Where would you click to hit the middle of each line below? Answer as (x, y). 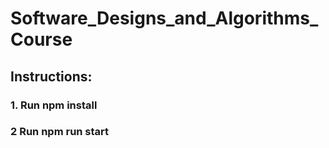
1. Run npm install (54, 105)
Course (41, 39)
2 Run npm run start (60, 132)
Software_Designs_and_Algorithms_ (164, 18)
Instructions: (51, 76)
